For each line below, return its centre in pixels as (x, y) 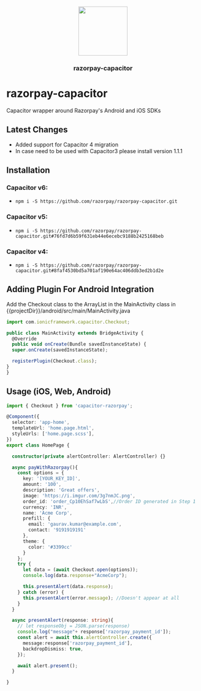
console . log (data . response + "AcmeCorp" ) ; (75, 576)
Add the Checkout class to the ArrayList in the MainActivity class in (91, 304)
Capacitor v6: (27, 187)
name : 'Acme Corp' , (47, 513)
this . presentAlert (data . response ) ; (68, 587)
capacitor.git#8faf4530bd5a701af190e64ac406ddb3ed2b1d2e (89, 270)
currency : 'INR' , (45, 507)
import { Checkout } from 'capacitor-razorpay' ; (70, 406)
